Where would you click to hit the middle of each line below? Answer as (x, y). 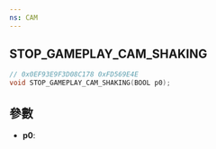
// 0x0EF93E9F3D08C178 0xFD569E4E (74, 74)
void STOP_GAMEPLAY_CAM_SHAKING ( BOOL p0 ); (90, 83)
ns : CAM (24, 18)
